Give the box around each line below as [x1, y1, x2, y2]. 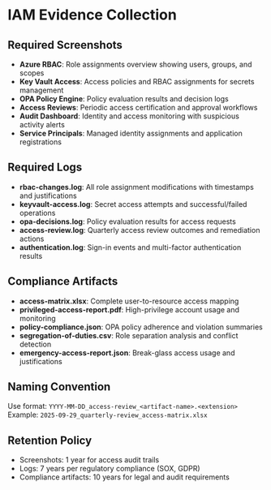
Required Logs [7, 161, 83, 174]
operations [19, 208, 56, 217]
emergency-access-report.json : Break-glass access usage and [19, 347, 235, 358]
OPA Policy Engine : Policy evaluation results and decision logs [19, 94, 229, 103]
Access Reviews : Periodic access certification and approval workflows [19, 103, 258, 112]
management [19, 85, 64, 95]
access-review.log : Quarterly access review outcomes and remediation [19, 225, 260, 234]
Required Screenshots [7, 38, 123, 52]
